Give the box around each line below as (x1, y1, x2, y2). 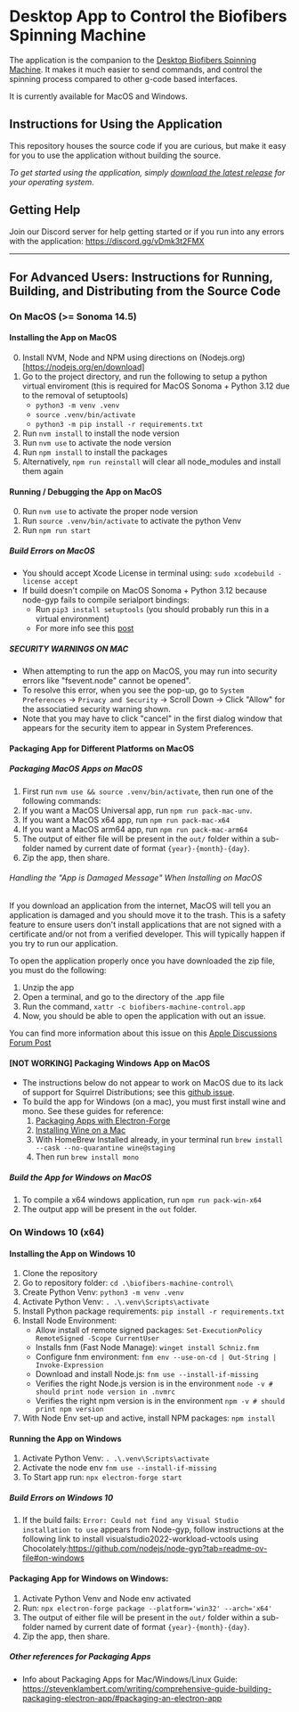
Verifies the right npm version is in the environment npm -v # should (35, 1396, 286, 1406)
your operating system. (9, 176, 95, 187)
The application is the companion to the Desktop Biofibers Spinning (9, 54, 256, 65)
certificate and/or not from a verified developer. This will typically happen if (9, 929, 286, 939)
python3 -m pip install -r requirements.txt (35, 421, 204, 430)
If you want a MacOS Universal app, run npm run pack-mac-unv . (21, 805, 253, 815)
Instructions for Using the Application (9, 117, 222, 132)
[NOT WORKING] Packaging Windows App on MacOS (9, 1058, 211, 1069)
